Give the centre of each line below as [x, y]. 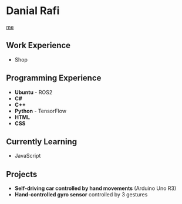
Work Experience [38, 45]
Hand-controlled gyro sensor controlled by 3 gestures [81, 195]
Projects [22, 174]
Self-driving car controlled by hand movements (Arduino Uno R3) [95, 188]
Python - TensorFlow [40, 111]
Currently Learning [42, 142]
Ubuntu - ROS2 [33, 92]
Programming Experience [54, 78]
